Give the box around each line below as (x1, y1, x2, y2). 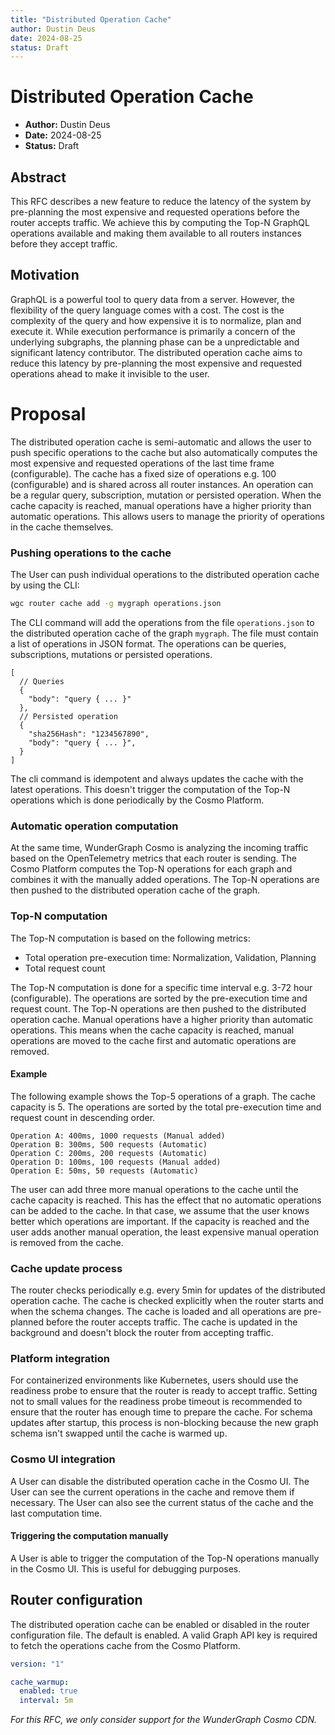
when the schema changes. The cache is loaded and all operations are (10, 1306, 302, 1318)
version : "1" (10, 1659, 65, 1669)
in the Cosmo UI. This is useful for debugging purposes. (10, 1562, 242, 1575)
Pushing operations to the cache (10, 546, 172, 560)
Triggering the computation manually (10, 1530, 169, 1542)
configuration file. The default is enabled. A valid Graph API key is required (10, 1629, 318, 1641)
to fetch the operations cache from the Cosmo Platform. (10, 1639, 241, 1651)
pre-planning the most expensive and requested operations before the (10, 206, 300, 218)
